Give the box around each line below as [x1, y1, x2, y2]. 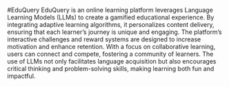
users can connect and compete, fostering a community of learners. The [7, 50, 214, 58]
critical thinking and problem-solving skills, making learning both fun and [7, 65, 215, 72]
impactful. [7, 72, 36, 80]
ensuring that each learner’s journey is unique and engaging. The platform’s [7, 28, 222, 36]
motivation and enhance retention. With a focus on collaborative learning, [7, 43, 216, 50]
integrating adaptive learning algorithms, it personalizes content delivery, [7, 21, 215, 28]
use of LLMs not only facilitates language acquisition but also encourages [7, 57, 217, 65]
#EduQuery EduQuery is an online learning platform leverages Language [7, 6, 214, 14]
